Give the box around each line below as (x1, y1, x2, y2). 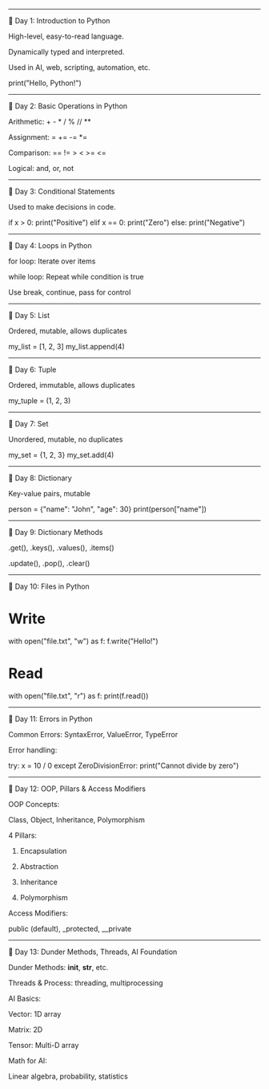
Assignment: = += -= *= (8, 133, 88, 141)
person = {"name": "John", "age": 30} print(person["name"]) (8, 504, 207, 514)
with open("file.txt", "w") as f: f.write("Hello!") (8, 636, 159, 646)
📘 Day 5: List (8, 311, 50, 320)
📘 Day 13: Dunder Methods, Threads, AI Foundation (8, 947, 178, 956)
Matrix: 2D (8, 1025, 43, 1034)
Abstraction (19, 861, 58, 871)
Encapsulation (19, 846, 67, 855)
